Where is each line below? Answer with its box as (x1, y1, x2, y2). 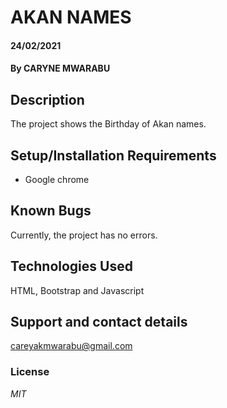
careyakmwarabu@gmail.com (10, 340, 133, 352)
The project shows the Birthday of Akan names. (10, 118, 207, 130)
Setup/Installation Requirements (10, 147, 217, 164)
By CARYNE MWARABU (10, 62, 111, 75)
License (10, 365, 50, 379)
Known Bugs (10, 202, 92, 220)
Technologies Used (10, 258, 133, 275)
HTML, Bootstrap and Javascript (10, 284, 145, 296)
